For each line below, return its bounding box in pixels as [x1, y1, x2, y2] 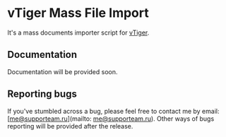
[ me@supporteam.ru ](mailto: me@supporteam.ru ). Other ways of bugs [7, 114, 215, 123]
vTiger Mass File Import [7, 5, 150, 21]
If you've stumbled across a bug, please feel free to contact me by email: [7, 107, 220, 115]
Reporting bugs [7, 88, 78, 100]
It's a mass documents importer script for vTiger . [7, 28, 150, 37]
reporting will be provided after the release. [7, 121, 133, 130]
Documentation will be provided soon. [7, 67, 118, 76]
